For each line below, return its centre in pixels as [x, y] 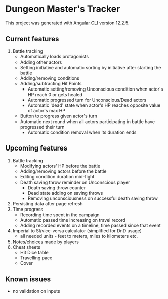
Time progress [28, 209]
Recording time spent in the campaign [60, 215]
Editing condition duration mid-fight [57, 176]
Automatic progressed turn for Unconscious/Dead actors [87, 100]
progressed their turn [42, 127]
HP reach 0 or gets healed [55, 94]
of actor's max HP [47, 110]
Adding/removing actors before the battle [63, 171]
